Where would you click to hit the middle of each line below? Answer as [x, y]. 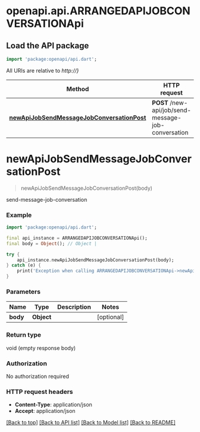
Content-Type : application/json [53, 405]
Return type [24, 335]
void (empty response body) [41, 348]
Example [19, 215]
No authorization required [38, 376]
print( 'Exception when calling [56, 271]
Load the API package [48, 46]
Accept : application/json [45, 411]
